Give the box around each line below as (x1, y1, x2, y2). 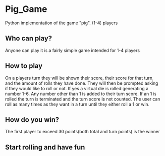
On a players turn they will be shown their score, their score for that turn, (5, 75, 154, 81)
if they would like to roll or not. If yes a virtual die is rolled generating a (5, 85, 149, 91)
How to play (5, 62, 43, 70)
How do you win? (5, 115, 59, 124)
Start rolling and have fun (5, 143, 85, 152)
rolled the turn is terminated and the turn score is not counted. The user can (5, 96, 160, 102)
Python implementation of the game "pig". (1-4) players (5, 20, 118, 26)
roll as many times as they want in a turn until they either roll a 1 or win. (5, 101, 150, 107)
